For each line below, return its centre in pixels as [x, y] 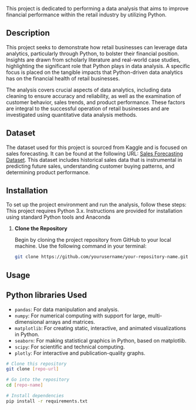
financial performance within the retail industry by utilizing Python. [87, 15]
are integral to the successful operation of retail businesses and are [88, 109]
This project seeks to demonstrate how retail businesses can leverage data [97, 47]
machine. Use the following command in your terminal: [80, 246]
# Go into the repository [38, 380]
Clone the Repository [41, 229]
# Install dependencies [35, 396]
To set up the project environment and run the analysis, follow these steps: [96, 205]
